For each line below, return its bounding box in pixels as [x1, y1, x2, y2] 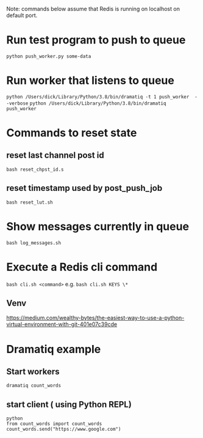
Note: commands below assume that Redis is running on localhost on [6, 6, 180, 12]
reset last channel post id [6, 150, 105, 161]
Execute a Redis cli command [6, 260, 158, 274]
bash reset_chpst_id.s [6, 166, 64, 173]
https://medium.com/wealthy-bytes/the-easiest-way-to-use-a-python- [6, 314, 185, 322]
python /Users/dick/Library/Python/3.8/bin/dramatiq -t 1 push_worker [6, 94, 190, 100]
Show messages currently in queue [6, 220, 190, 233]
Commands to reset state [6, 126, 137, 140]
